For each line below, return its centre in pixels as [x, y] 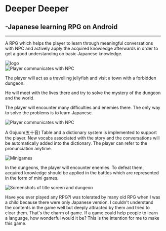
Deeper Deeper [37, 9]
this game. [16, 223]
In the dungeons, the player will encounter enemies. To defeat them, [75, 167]
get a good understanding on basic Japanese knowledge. [64, 54]
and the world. [20, 98]
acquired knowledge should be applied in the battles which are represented [82, 173]
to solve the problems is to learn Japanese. [49, 113]
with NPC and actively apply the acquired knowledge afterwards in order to [82, 48]
